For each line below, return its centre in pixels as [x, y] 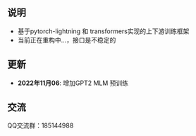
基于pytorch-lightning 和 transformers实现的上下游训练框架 [103, 31]
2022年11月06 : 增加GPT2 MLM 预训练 [73, 83]
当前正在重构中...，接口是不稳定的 [67, 40]
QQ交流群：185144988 [41, 125]
